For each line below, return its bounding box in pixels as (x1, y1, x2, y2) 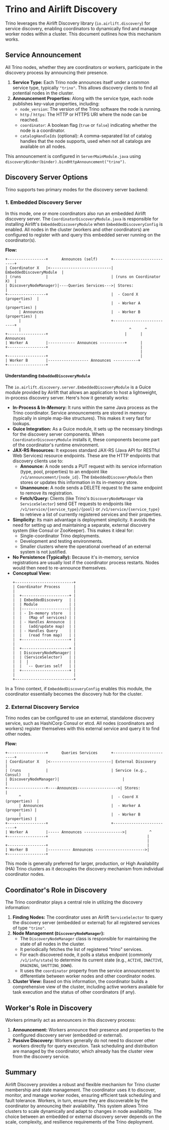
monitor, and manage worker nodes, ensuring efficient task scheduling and (5, 1092, 161, 1098)
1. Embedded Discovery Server (5, 199, 82, 206)
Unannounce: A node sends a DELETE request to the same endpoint (20, 485, 162, 491)
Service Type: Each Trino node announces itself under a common (12, 79, 150, 85)
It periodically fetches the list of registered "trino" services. (20, 946, 143, 952)
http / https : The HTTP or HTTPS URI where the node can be (20, 111, 147, 117)
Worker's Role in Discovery (5, 1004, 93, 1012)
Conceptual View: (12, 570, 51, 577)
